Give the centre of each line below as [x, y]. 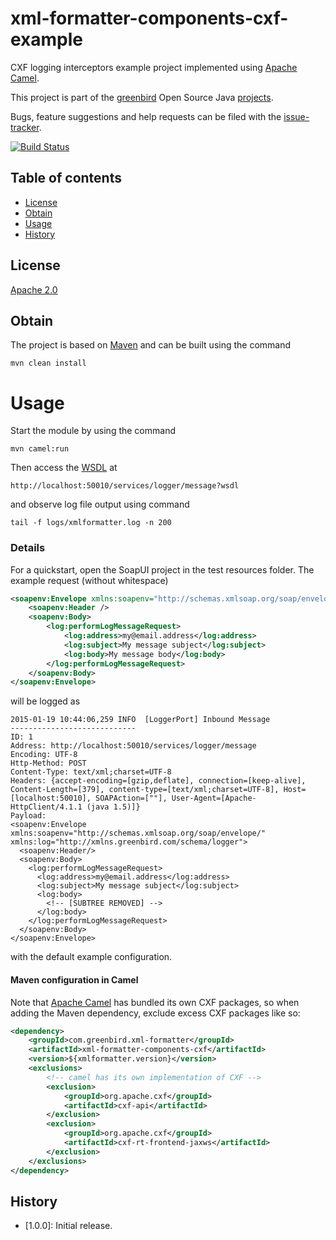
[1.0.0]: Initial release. [68, 1226]
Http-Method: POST [48, 763]
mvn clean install [48, 363]
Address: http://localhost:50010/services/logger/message [133, 746]
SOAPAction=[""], [131, 798]
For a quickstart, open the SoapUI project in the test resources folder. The [162, 569]
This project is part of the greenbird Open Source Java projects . [142, 97]
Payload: [28, 816]
